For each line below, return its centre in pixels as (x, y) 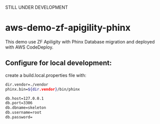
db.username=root (23, 113)
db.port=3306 (19, 103)
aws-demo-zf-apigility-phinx (68, 28)
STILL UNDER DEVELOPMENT (37, 7)
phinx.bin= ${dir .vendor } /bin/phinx (43, 89)
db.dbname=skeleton (26, 108)
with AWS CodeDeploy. (30, 47)
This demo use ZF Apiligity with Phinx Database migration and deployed (80, 42)
